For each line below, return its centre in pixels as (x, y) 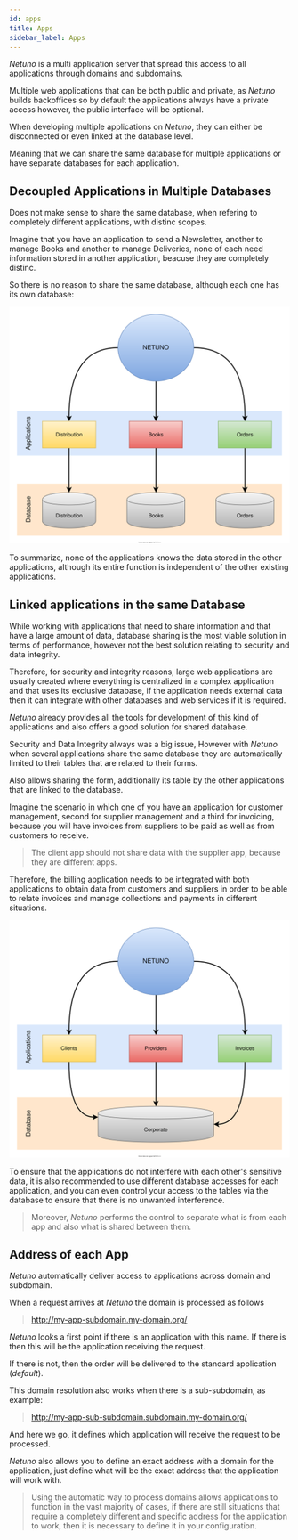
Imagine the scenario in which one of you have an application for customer (146, 807)
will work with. (36, 1480)
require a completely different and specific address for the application (159, 1516)
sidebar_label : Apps (48, 37)
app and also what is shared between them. (111, 1226)
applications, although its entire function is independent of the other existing (149, 567)
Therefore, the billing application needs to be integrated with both (129, 880)
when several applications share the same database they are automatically (146, 754)
